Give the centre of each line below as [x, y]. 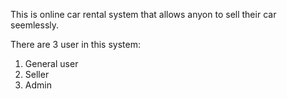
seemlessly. [35, 25]
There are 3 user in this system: [75, 44]
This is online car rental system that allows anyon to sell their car [143, 14]
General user [51, 63]
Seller [37, 74]
